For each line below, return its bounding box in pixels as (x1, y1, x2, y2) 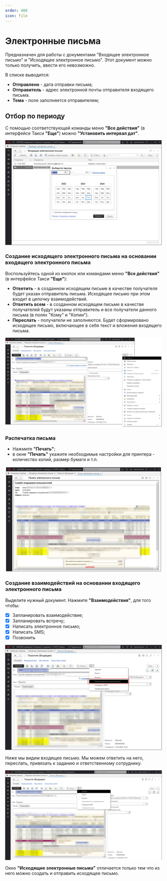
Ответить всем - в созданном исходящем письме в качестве (12, 301, 144, 307)
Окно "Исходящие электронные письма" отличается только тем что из (5, 865, 160, 871)
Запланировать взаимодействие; (12, 612, 83, 618)
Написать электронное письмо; (12, 623, 81, 629)
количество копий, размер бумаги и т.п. (12, 456, 98, 462)
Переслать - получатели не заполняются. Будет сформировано (12, 317, 149, 323)
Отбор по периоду (5, 112, 65, 120)
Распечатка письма (5, 434, 56, 441)
